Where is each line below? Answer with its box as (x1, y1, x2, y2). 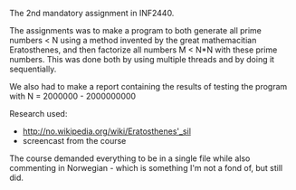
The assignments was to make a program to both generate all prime (9, 25, 263, 35)
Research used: (9, 109, 68, 119)
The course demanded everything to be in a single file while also (9, 153, 251, 164)
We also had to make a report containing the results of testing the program (9, 81, 288, 91)
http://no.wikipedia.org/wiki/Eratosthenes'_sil (22, 126, 192, 137)
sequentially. (9, 63, 57, 74)
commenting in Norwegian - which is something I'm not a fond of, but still (9, 163, 283, 173)
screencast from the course (22, 136, 127, 146)
